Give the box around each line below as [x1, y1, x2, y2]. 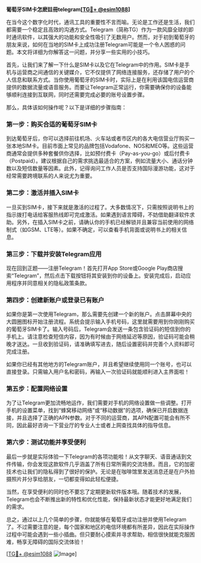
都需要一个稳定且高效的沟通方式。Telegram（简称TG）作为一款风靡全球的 [6, 26, 188, 33]
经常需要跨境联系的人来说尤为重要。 [6, 172, 96, 179]
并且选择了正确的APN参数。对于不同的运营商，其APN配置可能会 [16, 414, 175, 421]
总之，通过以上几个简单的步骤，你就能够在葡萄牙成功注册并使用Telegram [6, 516, 187, 523]
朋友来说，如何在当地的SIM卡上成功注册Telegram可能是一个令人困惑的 [6, 41, 181, 48]
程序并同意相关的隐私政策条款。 [11, 279, 90, 287]
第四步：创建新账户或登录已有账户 [6, 296, 105, 304]
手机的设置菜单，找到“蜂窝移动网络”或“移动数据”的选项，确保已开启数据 [6, 407, 184, 414]
